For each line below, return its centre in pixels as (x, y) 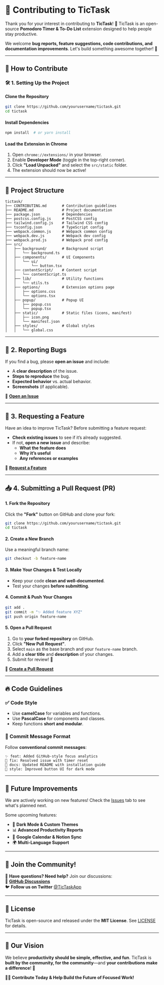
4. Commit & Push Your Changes (39, 597)
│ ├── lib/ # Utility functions (54, 279)
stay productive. (21, 34)
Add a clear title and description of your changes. (63, 654)
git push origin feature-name (36, 617)
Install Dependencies (27, 122)
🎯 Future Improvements (41, 788)
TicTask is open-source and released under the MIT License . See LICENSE (81, 921)
